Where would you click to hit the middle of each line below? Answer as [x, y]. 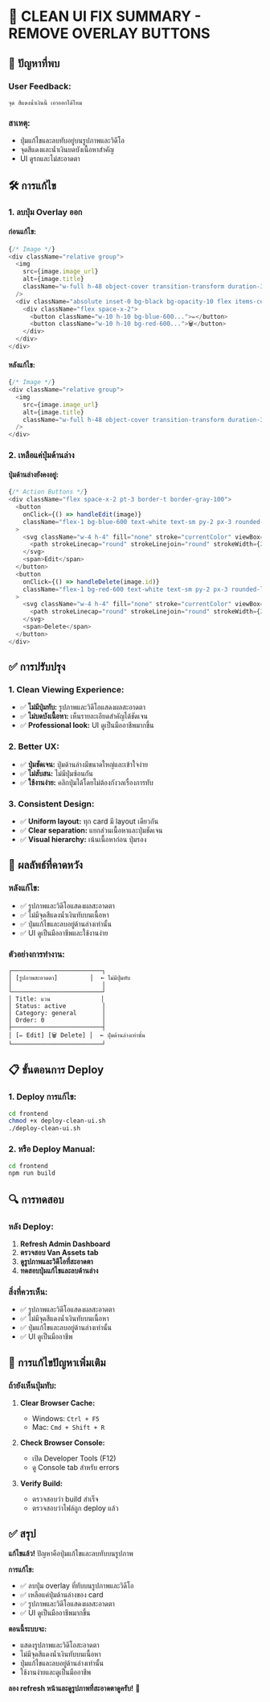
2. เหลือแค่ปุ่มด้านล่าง [41, 456]
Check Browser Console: [62, 1442]
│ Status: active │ [57, 1006]
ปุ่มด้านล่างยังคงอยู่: [33, 474]
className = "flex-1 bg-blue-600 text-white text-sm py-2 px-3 [127, 522]
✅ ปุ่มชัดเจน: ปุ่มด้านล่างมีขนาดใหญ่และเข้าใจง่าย [84, 764]
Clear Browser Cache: [57, 1402]
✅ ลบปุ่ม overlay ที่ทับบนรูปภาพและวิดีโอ [77, 1585]
